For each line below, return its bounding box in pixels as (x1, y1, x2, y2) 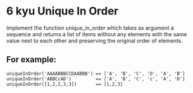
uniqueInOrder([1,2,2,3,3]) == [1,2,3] (6, 81, 123, 87)
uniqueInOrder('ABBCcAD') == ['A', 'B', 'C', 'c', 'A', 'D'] (6, 75, 186, 82)
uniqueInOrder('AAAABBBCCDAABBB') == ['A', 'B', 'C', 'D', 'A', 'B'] (6, 71, 186, 77)
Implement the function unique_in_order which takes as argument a (6, 24, 174, 31)
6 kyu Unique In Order (6, 4, 119, 18)
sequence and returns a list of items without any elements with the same (6, 30, 188, 37)
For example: (6, 54, 57, 65)
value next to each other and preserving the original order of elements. (6, 37, 183, 44)
